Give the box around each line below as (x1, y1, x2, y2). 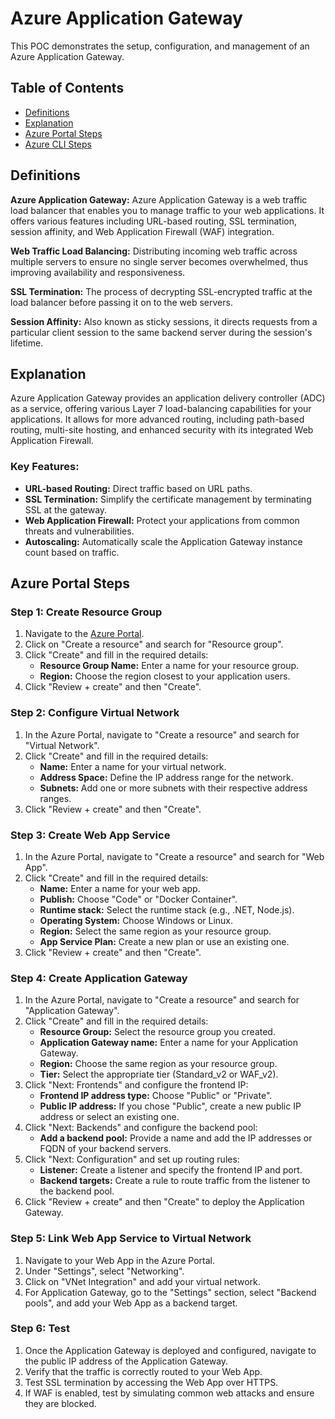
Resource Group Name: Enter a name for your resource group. (39, 660, 300, 672)
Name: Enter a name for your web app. (39, 882, 201, 894)
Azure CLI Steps (24, 138, 92, 150)
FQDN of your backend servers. (39, 1143, 172, 1155)
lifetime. (10, 337, 44, 349)
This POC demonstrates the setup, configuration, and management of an (10, 40, 310, 52)
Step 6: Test (10, 1322, 70, 1336)
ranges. (39, 792, 72, 804)
